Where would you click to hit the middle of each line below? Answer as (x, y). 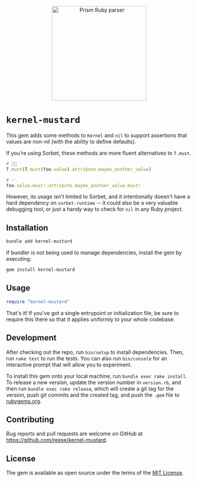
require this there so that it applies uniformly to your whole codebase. (91, 319)
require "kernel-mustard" (38, 301)
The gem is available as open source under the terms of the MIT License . (95, 473)
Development (32, 338)
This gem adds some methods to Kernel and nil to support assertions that (97, 135)
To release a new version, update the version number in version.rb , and (94, 382)
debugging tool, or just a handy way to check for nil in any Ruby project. (95, 209)
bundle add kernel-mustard (39, 241)
